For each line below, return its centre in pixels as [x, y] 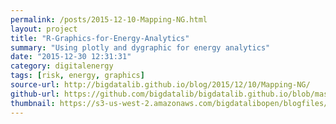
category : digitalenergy [62, 66]
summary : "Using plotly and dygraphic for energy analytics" [140, 47]
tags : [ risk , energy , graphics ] [77, 76]
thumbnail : [33, 103]
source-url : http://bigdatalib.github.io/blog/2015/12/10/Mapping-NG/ [160, 85]
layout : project [44, 29]
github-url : [35, 94]
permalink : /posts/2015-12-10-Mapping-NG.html [109, 19]
